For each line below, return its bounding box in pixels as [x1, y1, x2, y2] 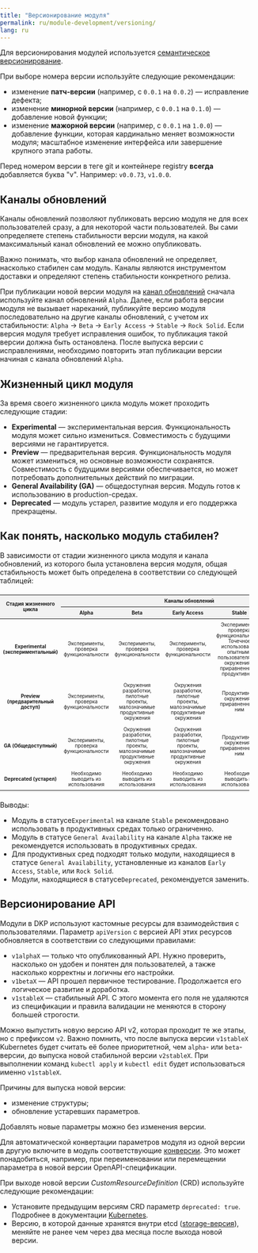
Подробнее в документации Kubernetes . [11, 1210, 149, 1220]
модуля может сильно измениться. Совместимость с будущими [11, 431, 231, 440]
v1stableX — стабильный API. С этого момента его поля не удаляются [11, 993, 249, 1002]
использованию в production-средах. [11, 490, 138, 499]
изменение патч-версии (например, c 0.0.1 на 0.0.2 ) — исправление [11, 87, 249, 97]
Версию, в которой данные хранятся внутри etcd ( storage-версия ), [11, 1218, 239, 1228]
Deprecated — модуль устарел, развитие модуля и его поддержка [11, 498, 237, 507]
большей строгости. [11, 1009, 81, 1019]
